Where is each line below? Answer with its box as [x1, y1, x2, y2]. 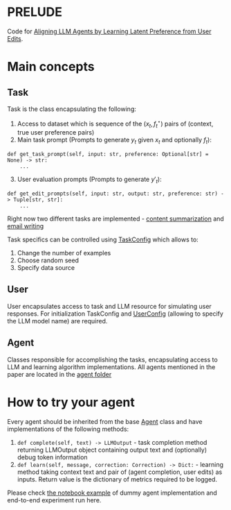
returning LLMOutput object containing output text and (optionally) [17, 445, 207, 454]
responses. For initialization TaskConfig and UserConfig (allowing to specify [7, 309, 223, 318]
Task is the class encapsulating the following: [7, 105, 136, 113]
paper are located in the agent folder [7, 370, 112, 378]
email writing [7, 221, 44, 230]
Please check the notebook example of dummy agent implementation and [7, 488, 218, 497]
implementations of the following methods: [7, 425, 129, 433]
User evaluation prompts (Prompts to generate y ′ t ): [17, 175, 162, 185]
